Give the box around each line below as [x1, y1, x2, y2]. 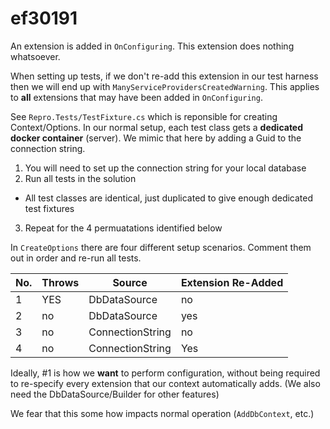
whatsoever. [10, 50, 61, 62]
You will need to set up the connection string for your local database [24, 162, 307, 174]
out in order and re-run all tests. [10, 252, 142, 264]
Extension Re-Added [180, 275, 284, 289]
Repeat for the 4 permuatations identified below [24, 222, 223, 234]
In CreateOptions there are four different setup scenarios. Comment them [10, 241, 312, 253]
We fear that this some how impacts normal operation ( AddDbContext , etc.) [10, 407, 315, 419]
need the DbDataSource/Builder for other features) [10, 388, 220, 400]
